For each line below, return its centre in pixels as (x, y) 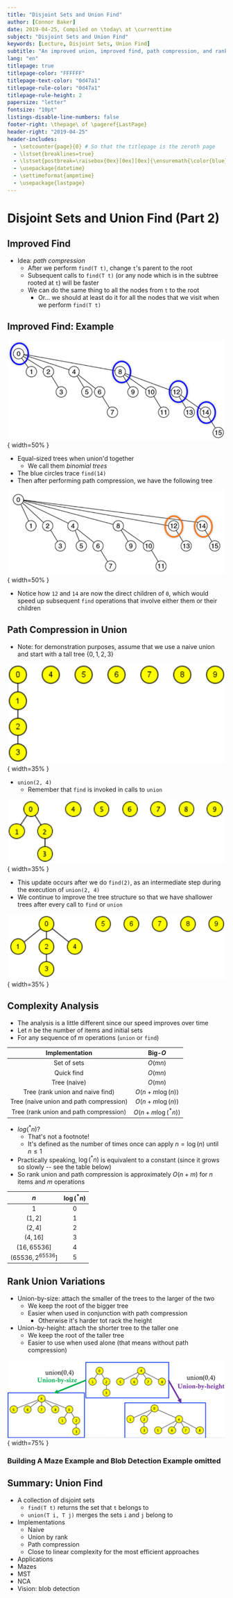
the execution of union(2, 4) (59, 890)
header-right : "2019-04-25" (48, 132)
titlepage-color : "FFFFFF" (46, 73)
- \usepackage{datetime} (49, 169)
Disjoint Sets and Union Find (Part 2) (113, 218)
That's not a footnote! (59, 1136)
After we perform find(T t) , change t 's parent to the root (110, 268)
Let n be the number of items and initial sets (80, 1030)
